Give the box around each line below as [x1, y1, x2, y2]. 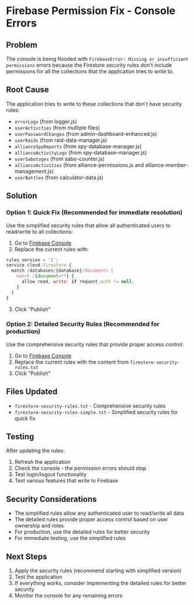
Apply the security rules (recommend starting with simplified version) [14, 567, 182, 575]
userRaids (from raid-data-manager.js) [14, 136, 108, 143]
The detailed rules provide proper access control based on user [14, 516, 168, 523]
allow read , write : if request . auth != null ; [21, 279, 134, 285]
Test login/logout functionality [14, 471, 87, 478]
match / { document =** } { [16, 274, 75, 279]
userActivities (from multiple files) [14, 124, 101, 131]
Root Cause [6, 85, 50, 95]
